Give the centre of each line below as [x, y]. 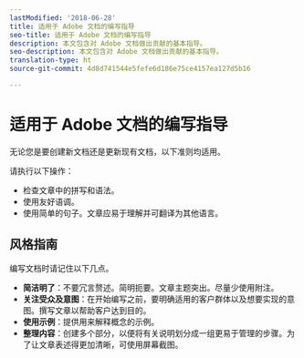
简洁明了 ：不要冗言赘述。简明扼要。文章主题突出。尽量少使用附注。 [151, 287]
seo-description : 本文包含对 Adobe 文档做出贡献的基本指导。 [116, 52]
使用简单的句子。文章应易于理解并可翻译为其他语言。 [123, 213]
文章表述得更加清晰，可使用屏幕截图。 [111, 344]
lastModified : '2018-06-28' [63, 18]
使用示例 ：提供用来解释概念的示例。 [91, 322]
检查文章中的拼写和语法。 [71, 190]
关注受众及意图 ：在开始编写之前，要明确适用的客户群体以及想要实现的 [155, 299]
